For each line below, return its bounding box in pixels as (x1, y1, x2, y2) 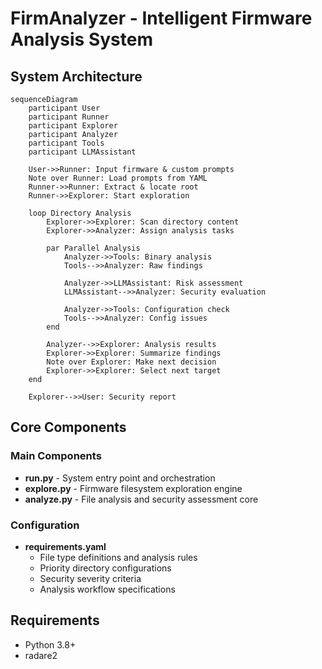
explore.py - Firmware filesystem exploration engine (24, 482, 243, 494)
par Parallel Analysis (46, 243, 141, 253)
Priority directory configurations (39, 562, 172, 574)
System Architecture (10, 68, 143, 85)
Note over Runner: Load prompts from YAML (28, 173, 208, 183)
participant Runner (28, 112, 110, 122)
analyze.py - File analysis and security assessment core (24, 493, 259, 505)
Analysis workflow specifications (39, 583, 176, 595)
